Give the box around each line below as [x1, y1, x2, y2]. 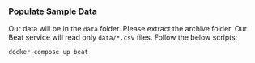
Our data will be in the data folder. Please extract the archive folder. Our [8, 24, 248, 34]
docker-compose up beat [8, 48, 89, 57]
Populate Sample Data [8, 6, 97, 17]
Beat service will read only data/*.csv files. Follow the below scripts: [8, 32, 238, 42]
